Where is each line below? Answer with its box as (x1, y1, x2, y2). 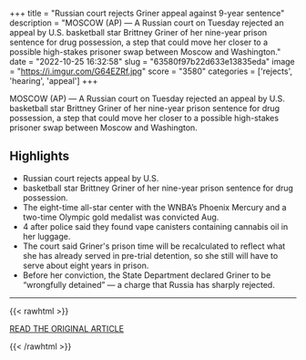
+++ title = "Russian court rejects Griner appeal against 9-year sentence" (9, 8, 285, 18)
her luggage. (22, 231, 71, 242)
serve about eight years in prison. (22, 260, 149, 271)
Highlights (9, 149, 70, 164)
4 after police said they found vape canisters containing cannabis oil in (22, 221, 289, 231)
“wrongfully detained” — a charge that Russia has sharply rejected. (22, 279, 275, 290)
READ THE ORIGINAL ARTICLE (9, 323, 125, 334)
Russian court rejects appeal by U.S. (22, 172, 159, 183)
